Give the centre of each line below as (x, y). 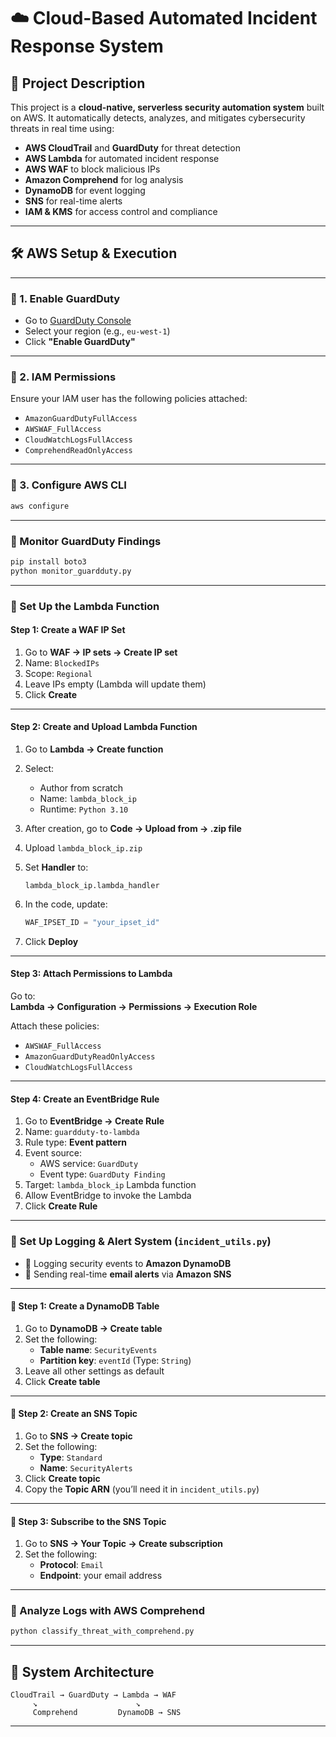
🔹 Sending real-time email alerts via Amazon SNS (128, 1274)
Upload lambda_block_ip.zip (83, 847)
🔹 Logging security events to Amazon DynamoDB (128, 1263)
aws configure (40, 506)
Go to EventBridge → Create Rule (94, 1121)
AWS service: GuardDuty (89, 1164)
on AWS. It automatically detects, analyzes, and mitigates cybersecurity (158, 118)
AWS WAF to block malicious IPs (92, 169)
